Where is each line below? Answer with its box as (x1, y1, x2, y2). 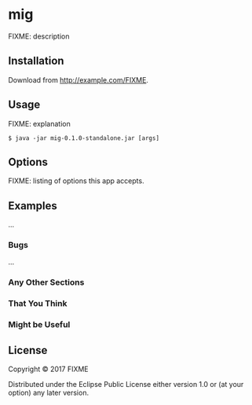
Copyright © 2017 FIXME (8, 364, 89, 374)
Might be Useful (8, 319, 71, 330)
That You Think (8, 298, 68, 309)
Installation (8, 54, 64, 68)
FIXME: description (8, 31, 70, 41)
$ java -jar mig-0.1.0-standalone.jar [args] (8, 134, 159, 142)
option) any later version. (8, 388, 89, 398)
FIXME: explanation (8, 119, 71, 128)
